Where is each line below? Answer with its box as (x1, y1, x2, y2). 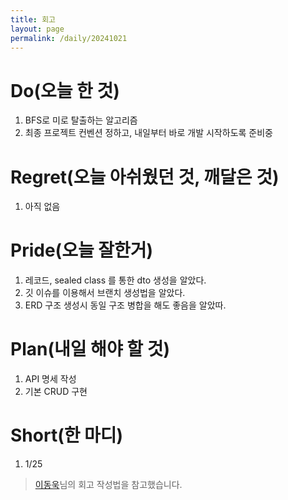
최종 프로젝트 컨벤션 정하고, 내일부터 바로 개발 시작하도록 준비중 (24, 127, 273, 139)
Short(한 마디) (10, 424, 124, 447)
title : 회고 (10, 14, 57, 25)
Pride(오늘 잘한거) (10, 239, 154, 262)
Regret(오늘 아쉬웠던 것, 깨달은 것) (10, 166, 280, 188)
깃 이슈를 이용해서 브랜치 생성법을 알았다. (24, 287, 186, 299)
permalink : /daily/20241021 (10, 33, 128, 43)
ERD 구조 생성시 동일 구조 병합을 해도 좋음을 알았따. (24, 299, 227, 311)
